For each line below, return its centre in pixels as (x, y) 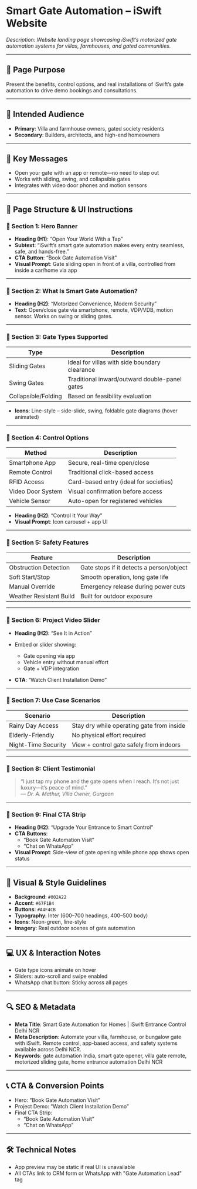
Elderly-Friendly (32, 735)
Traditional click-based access (111, 472)
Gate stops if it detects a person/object (134, 568)
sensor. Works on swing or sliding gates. (64, 317)
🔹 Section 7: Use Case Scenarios (53, 700)
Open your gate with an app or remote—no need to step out (87, 173)
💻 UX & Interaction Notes (54, 953)
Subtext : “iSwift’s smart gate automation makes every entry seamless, (99, 245)
